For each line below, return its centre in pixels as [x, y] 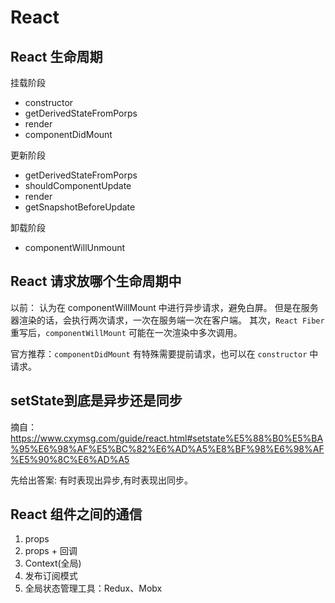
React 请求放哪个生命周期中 [96, 281]
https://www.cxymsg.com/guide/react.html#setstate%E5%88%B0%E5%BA [167, 438]
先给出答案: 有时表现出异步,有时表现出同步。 [102, 480]
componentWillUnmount [75, 247]
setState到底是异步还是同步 [96, 401]
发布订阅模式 [51, 576]
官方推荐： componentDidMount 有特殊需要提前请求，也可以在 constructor [159, 353]
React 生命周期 [56, 56]
